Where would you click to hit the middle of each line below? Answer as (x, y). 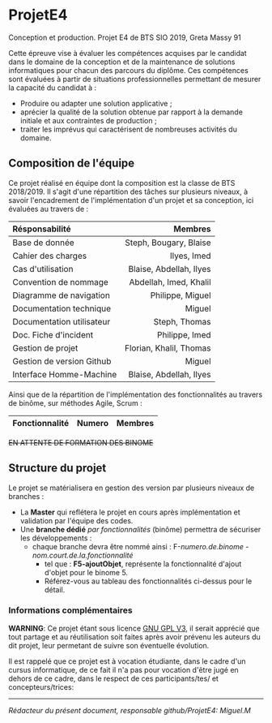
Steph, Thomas (183, 321)
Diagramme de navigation (62, 295)
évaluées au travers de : (49, 209)
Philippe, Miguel (181, 295)
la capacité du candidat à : (53, 88)
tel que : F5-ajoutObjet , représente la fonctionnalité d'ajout (143, 564)
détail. (55, 589)
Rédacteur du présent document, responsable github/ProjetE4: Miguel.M (130, 710)
